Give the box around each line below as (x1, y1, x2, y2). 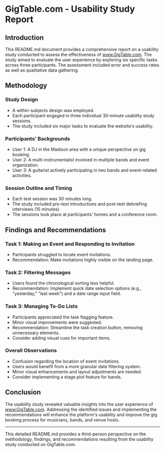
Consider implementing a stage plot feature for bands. (12, 374, 122, 380)
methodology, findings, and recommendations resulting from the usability (5, 436, 154, 442)
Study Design (5, 96, 38, 103)
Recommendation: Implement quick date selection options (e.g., (12, 286, 141, 292)
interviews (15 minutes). (12, 206, 60, 212)
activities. (12, 172, 32, 178)
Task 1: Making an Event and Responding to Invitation (5, 240, 135, 247)
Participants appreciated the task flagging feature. (12, 314, 114, 320)
